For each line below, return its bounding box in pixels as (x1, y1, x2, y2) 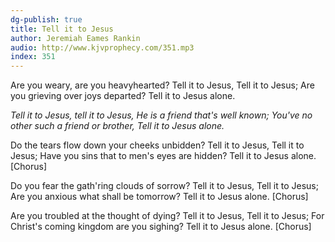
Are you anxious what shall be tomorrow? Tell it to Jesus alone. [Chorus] (10, 191, 309, 203)
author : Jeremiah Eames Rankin (10, 33, 141, 43)
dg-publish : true (10, 14, 83, 25)
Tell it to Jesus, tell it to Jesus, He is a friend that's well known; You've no (10, 109, 313, 121)
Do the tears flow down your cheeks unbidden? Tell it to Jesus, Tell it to (10, 139, 305, 151)
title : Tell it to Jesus (10, 24, 114, 34)
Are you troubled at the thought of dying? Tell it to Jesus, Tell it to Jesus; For (10, 210, 325, 222)
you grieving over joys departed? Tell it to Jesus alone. (10, 90, 236, 102)
